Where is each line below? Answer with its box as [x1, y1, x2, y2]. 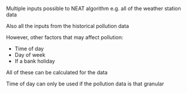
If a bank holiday [14, 58, 55, 64]
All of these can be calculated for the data [6, 69, 108, 75]
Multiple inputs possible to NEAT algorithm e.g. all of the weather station [6, 5, 181, 12]
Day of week [14, 51, 46, 58]
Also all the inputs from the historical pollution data [6, 23, 129, 29]
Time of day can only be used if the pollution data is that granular [6, 80, 165, 87]
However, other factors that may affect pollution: [6, 34, 123, 40]
